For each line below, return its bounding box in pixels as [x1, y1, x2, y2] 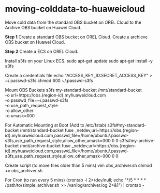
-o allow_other [5, 108, 34, 113]
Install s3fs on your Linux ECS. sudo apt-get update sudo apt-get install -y [5, 58, 153, 64]
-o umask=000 [5, 113, 35, 118]
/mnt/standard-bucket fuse [19, 127, 74, 133]
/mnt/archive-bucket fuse [19, 143, 71, 148]
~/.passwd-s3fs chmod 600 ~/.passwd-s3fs [5, 78, 93, 83]
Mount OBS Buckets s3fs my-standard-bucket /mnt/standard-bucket [5, 87, 142, 93]
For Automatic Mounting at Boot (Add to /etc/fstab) [5, 122, 106, 128]
